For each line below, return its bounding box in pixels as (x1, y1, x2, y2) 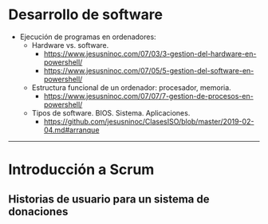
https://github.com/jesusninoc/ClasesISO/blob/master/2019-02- (43, 116, 254, 126)
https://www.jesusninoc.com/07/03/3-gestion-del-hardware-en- (43, 49, 257, 58)
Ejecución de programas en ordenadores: (19, 32, 157, 41)
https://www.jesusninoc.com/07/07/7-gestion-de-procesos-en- (43, 91, 254, 100)
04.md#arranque (43, 125, 100, 135)
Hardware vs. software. (31, 40, 109, 49)
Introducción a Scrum (8, 161, 155, 179)
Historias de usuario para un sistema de (8, 192, 210, 206)
